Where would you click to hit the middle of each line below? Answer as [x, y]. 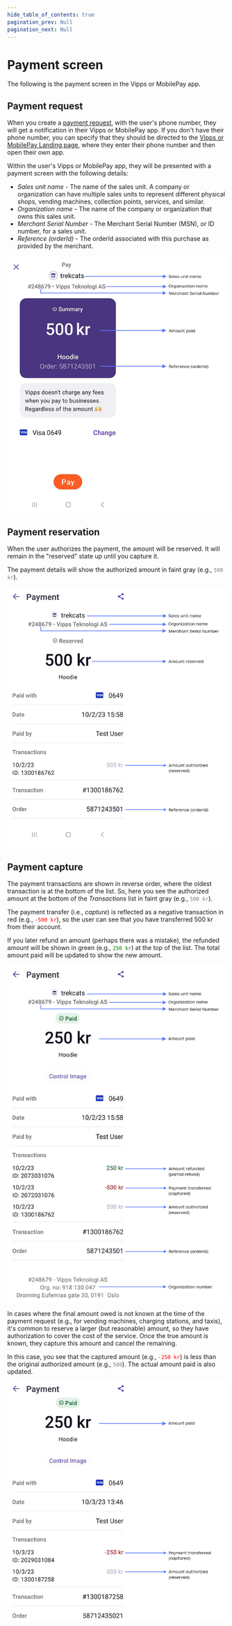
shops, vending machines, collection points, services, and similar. [111, 201]
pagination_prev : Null [40, 22]
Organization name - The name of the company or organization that [114, 209]
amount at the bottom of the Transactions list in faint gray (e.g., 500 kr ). [110, 898]
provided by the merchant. [55, 246]
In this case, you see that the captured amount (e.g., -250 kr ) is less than [112, 1357]
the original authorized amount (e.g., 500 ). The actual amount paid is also [111, 1364]
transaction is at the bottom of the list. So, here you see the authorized [108, 891]
